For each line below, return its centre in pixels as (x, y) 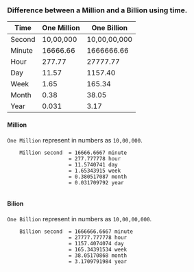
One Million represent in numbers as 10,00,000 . (75, 140)
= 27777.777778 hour (98, 237)
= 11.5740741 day (93, 164)
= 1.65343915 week (95, 171)
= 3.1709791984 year (98, 261)
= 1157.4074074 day (96, 243)
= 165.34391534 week (98, 249)
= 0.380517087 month (98, 177)
